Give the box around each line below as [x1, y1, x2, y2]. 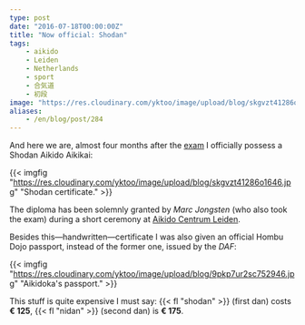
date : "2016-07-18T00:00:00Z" [9, 22, 124, 31]
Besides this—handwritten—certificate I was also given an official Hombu [9, 231, 284, 242]
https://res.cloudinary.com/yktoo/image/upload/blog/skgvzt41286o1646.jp [13, 177, 291, 188]
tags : [9, 38, 30, 48]
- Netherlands [25, 65, 79, 74]
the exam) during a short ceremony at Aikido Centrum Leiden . [9, 214, 241, 225]
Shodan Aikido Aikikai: [9, 149, 93, 160]
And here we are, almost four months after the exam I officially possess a [9, 140, 283, 151]
